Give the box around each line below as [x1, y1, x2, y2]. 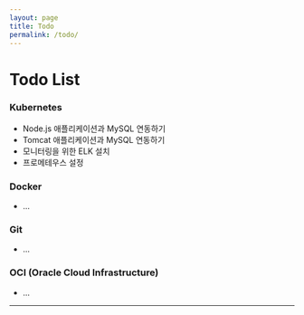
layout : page [9, 13, 59, 23]
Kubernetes [9, 101, 62, 114]
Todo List [9, 69, 81, 90]
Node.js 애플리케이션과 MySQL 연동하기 [22, 123, 166, 134]
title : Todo [9, 22, 54, 31]
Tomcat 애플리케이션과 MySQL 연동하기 [22, 134, 166, 145]
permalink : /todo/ [9, 30, 79, 39]
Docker [9, 180, 43, 193]
